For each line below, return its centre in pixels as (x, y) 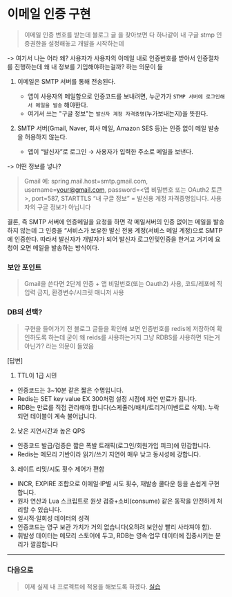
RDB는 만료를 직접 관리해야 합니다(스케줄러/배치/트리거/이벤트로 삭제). (112, 407)
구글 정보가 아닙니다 (64, 207)
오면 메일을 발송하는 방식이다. (59, 247)
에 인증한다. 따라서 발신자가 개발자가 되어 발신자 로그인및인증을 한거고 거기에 (110, 239)
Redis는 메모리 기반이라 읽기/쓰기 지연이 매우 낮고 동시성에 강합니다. (109, 454)
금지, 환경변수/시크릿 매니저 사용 (80, 292)
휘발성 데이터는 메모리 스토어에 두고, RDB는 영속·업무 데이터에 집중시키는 (115, 535)
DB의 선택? (25, 312)
